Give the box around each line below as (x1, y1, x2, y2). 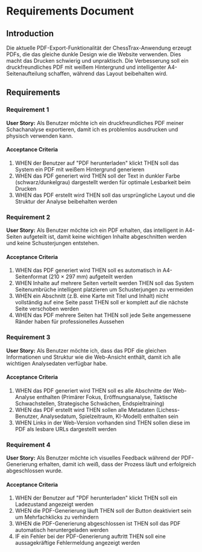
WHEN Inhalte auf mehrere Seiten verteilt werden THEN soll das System (14, 280, 194, 287)
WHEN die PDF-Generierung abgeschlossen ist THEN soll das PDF (14, 520, 181, 527)
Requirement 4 (6, 440, 51, 449)
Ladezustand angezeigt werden (14, 501, 94, 508)
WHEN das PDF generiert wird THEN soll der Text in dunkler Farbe (14, 172, 180, 179)
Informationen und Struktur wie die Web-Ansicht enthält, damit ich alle (6, 353, 181, 361)
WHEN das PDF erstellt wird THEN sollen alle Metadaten (14, 406, 155, 413)
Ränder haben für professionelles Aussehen (14, 318, 125, 326)
